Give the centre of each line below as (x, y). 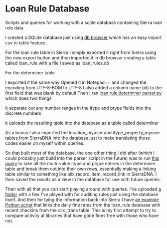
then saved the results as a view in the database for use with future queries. (83, 179)
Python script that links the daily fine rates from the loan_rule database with (83, 205)
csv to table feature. (26, 42)
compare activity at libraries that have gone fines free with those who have (82, 216)
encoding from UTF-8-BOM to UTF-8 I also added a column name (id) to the (83, 87)
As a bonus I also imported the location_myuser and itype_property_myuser (83, 132)
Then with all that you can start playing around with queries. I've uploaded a (83, 189)
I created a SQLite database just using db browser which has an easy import (83, 37)
